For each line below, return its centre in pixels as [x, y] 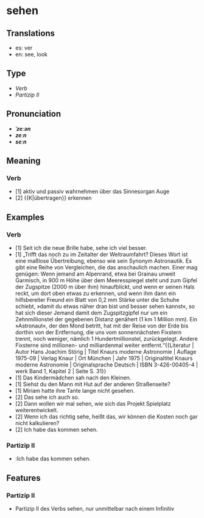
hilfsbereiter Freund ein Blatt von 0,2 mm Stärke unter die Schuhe [97, 300]
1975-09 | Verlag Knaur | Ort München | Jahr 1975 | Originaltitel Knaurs [104, 358]
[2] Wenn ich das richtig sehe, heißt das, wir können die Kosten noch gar [106, 417]
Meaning [23, 161]
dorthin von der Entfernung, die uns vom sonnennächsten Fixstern [98, 332]
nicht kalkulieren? [37, 423]
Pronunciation [34, 114]
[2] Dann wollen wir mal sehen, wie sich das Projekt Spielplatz [93, 403]
